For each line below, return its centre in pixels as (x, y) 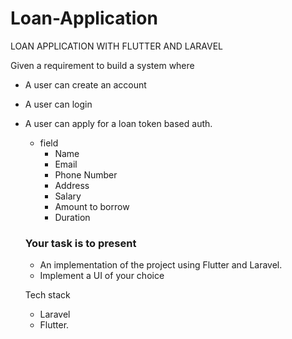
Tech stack (47, 295)
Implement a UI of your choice (102, 276)
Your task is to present (80, 243)
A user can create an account (85, 84)
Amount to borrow (92, 206)
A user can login (58, 104)
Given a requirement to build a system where (102, 65)
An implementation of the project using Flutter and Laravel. (161, 265)
